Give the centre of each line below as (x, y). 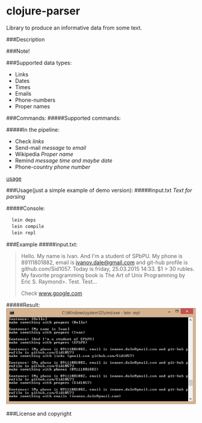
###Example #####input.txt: (42, 244)
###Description (26, 39)
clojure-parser (43, 11)
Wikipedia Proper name (44, 154)
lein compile (28, 226)
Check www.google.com (51, 293)
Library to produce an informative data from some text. (74, 28)
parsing (16, 196)
